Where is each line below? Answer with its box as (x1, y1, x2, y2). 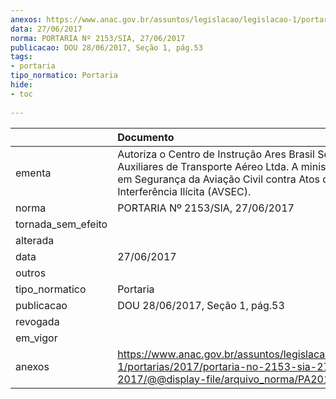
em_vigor (15, 331, 58, 345)
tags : (10, 52, 33, 62)
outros (15, 266, 47, 280)
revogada (15, 314, 60, 328)
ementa (15, 166, 52, 180)
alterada (15, 233, 55, 247)
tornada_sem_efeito (15, 217, 108, 231)
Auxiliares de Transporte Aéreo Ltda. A (117, 159, 299, 173)
